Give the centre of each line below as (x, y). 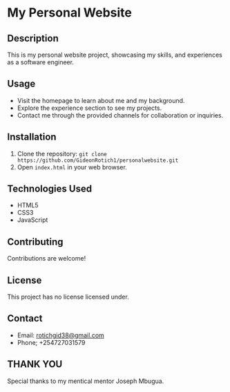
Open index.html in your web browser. (72, 167)
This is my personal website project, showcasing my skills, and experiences (115, 55)
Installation (32, 137)
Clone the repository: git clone (62, 153)
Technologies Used (49, 189)
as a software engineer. (41, 62)
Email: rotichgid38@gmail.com (61, 335)
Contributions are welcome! (47, 259)
